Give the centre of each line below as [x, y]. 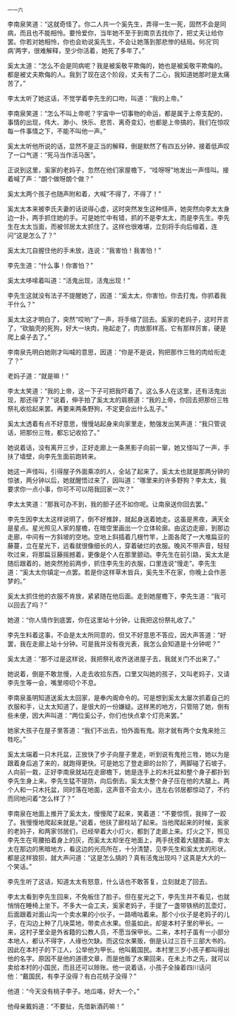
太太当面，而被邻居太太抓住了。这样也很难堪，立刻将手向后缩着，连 [118, 226]
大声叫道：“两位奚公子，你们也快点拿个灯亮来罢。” [110, 715]
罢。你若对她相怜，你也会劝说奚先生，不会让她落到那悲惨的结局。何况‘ [110, 42]
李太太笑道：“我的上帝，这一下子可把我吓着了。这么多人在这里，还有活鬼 [114, 391]
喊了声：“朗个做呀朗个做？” [53, 179]
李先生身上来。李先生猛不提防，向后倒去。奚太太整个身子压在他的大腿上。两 [119, 781]
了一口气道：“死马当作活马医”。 [54, 155]
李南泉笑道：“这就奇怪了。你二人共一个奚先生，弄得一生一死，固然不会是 [114, 24]
